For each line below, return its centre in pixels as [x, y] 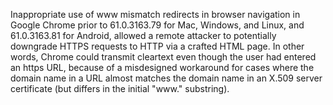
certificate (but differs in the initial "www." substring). [120, 88]
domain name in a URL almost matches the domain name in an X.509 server [166, 78]
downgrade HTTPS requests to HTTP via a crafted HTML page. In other [157, 46]
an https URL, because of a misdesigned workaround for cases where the [162, 67]
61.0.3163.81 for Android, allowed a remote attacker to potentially [143, 35]
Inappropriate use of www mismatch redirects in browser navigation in [155, 14]
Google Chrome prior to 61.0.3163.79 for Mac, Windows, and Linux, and [157, 25]
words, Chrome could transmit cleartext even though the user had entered [163, 57]
